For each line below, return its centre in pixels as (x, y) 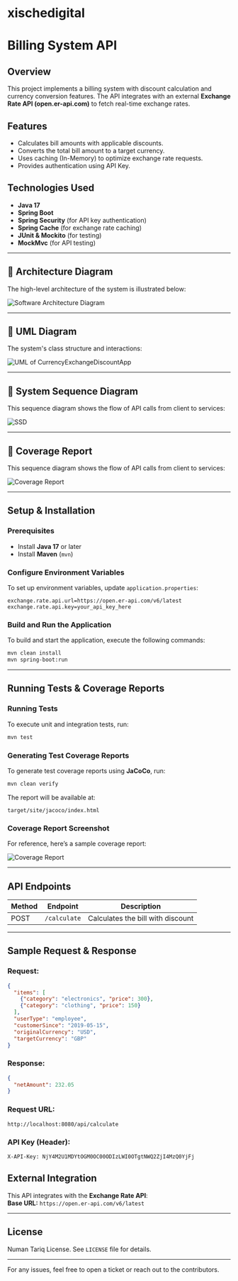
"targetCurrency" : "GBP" (50, 1038)
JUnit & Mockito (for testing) (59, 235)
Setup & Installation (51, 511)
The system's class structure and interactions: (75, 348)
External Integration (52, 1179)
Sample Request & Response (72, 951)
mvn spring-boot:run (38, 660)
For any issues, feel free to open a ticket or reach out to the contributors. (113, 1269)
